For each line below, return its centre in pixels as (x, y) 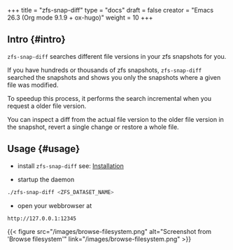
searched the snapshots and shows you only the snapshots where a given (114, 77)
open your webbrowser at (55, 205)
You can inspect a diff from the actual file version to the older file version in (115, 119)
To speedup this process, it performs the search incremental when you (110, 98)
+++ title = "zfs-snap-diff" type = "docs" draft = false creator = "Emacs (111, 10)
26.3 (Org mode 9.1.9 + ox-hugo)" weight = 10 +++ (80, 18)
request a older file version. (47, 106)
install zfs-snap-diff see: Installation (70, 166)
